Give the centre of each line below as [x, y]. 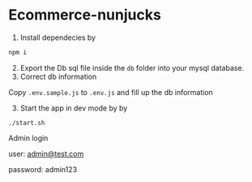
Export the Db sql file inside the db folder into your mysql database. [132, 67]
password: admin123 [43, 169]
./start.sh [27, 123]
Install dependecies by [58, 37]
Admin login [28, 138]
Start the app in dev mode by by [74, 108]
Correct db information [58, 76]
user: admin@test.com [46, 154]
